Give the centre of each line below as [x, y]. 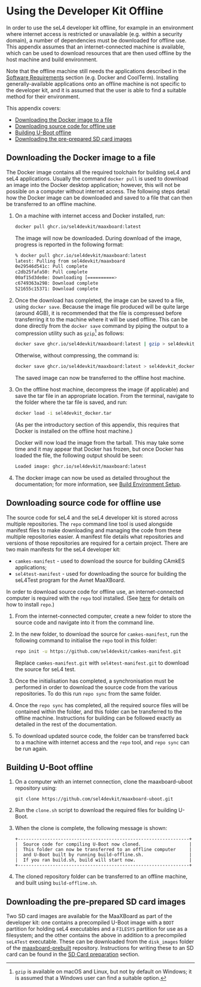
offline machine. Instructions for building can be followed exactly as [98, 718]
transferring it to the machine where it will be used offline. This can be [101, 319]
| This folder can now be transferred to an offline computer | [103, 850]
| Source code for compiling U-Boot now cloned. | [103, 844]
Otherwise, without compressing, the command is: [77, 355]
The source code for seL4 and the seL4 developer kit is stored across [92, 517]
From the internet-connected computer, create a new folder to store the [103, 616]
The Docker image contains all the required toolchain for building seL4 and [98, 172]
